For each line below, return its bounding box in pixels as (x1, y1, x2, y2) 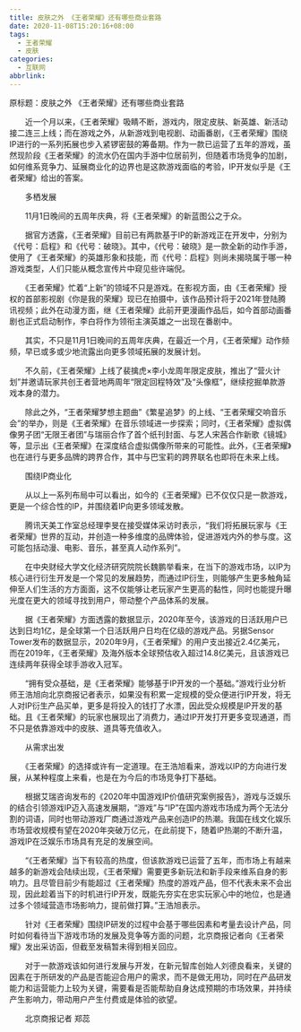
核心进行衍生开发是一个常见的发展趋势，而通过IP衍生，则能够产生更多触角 (9, 572, 284, 583)
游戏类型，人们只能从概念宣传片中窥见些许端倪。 (9, 263, 190, 273)
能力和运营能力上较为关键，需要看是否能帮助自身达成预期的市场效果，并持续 (9, 983, 292, 993)
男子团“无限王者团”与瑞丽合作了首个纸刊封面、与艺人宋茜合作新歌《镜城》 (16, 429, 291, 439)
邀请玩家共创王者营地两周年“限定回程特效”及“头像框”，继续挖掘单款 (28, 376, 278, 386)
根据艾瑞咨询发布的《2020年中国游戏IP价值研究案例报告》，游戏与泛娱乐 (24, 791, 291, 802)
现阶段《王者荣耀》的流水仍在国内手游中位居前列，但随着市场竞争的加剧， (16, 150, 292, 160)
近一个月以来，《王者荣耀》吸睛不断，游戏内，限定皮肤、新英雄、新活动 (24, 116, 288, 126)
